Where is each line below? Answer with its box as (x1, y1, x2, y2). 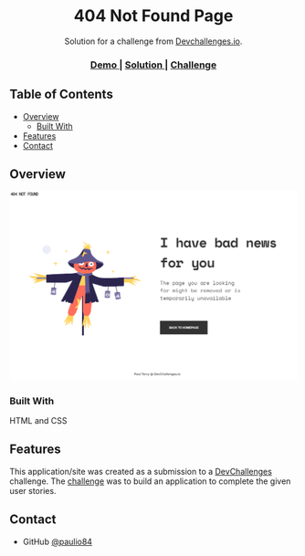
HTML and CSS (9, 415, 68, 426)
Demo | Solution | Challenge (89, 58, 217, 71)
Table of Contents (9, 87, 114, 102)
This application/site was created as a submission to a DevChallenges (9, 466, 272, 477)
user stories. (9, 485, 57, 496)
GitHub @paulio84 (22, 536, 93, 547)
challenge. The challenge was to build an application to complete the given (9, 476, 291, 487)
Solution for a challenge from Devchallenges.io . (64, 36, 243, 47)
